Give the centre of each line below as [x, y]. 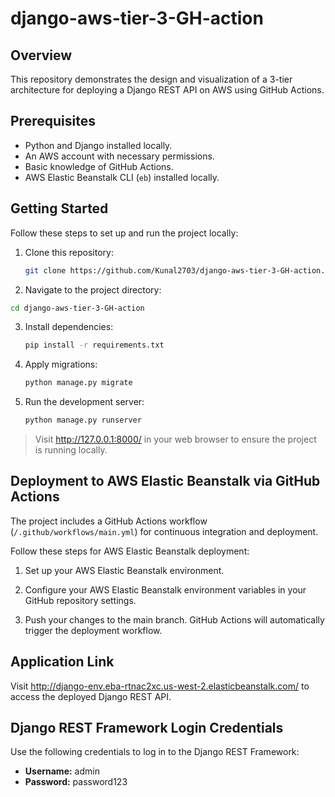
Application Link [62, 662]
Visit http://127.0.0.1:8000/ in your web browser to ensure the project [175, 439]
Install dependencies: [69, 327]
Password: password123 [76, 782]
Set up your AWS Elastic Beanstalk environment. [124, 570]
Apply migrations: [61, 364]
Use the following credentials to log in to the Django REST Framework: [155, 752]
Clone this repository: [69, 252]
